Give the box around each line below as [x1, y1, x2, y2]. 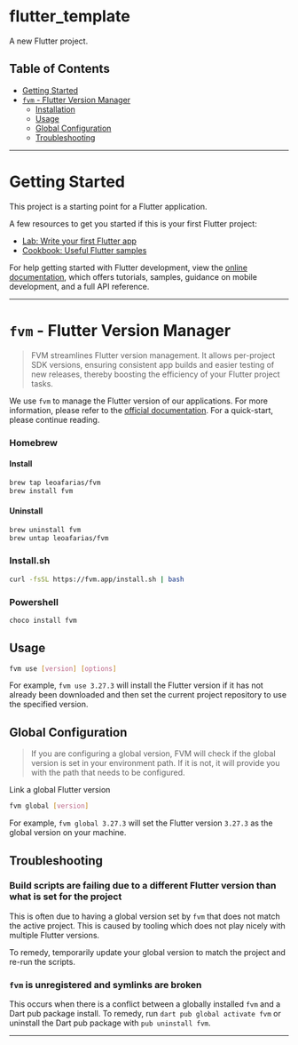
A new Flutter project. [9, 36, 89, 46]
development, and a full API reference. [9, 281, 150, 291]
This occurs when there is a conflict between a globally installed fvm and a [9, 999, 281, 1009]
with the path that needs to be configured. [30, 767, 185, 778]
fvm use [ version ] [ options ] [9, 664, 117, 673]
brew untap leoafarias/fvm [9, 533, 109, 543]
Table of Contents [9, 61, 111, 76]
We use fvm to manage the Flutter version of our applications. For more [9, 395, 269, 406]
